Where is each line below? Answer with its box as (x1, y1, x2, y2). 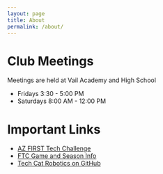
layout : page (7, 10, 45, 17)
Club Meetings (7, 53, 94, 69)
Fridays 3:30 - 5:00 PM (17, 90, 84, 98)
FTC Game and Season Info (17, 152, 97, 160)
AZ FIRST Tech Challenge (17, 144, 91, 153)
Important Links (7, 121, 101, 137)
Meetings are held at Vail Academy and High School (7, 76, 157, 84)
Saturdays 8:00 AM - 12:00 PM (17, 97, 107, 105)
